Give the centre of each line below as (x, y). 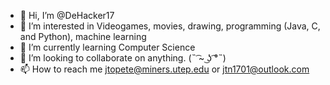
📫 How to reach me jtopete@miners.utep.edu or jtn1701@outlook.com (164, 69)
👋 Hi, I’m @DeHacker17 (67, 15)
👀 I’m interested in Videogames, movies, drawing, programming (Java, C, (170, 26)
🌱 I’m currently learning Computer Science (107, 47)
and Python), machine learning (83, 36)
